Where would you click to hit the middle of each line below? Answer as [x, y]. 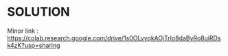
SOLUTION [38, 12]
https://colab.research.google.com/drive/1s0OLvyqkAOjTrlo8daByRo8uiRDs [114, 38]
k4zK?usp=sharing [34, 45]
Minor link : [23, 31]
